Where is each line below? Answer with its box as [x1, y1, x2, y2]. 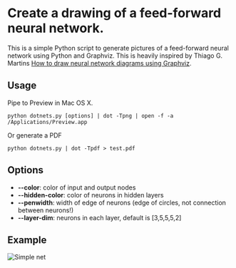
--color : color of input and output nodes [17, 183, 136, 192]
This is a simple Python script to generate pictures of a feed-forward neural [7, 43, 230, 52]
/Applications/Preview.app [7, 118, 88, 125]
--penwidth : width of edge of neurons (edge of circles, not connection [17, 198, 227, 207]
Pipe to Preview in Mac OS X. [7, 98, 93, 107]
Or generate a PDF [7, 130, 62, 140]
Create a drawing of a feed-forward [7, 5, 222, 21]
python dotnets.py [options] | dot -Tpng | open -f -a [7, 112, 174, 119]
